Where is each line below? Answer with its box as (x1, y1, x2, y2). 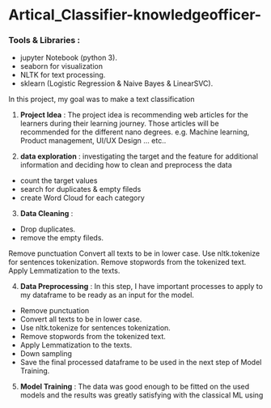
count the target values (19, 176, 98, 185)
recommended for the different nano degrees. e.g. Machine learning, (19, 127, 250, 137)
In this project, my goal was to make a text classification (8, 95, 195, 104)
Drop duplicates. (19, 224, 76, 234)
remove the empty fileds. (19, 233, 104, 243)
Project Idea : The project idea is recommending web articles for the (19, 110, 248, 120)
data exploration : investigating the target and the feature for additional (19, 151, 259, 161)
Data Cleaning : (19, 209, 74, 219)
